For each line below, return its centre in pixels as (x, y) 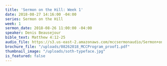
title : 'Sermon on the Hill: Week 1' (44, 10)
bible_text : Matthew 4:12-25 (35, 38)
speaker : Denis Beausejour (33, 33)
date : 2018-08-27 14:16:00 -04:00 (41, 14)
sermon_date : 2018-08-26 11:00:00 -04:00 (49, 28)
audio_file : (17, 42)
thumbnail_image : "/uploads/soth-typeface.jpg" (55, 51)
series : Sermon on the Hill (34, 19)
